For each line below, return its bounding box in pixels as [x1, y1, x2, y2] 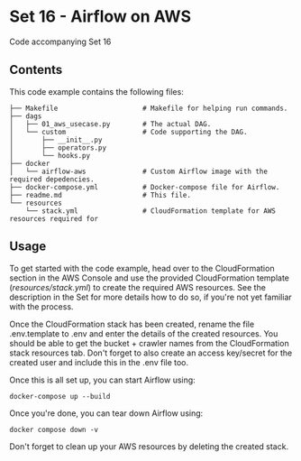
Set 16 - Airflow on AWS [9, 6, 192, 27]
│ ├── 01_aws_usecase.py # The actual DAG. [9, 119, 212, 128]
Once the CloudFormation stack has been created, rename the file [9, 318, 255, 329]
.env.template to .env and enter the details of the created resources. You [9, 327, 278, 339]
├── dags [9, 111, 42, 121]
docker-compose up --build [9, 392, 111, 401]
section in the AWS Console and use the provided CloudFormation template [9, 272, 290, 283]
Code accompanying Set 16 [9, 36, 112, 47]
